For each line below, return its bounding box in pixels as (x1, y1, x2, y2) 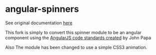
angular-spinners (5, 3, 79, 15)
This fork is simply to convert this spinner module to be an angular (5, 29, 141, 35)
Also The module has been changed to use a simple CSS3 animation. (5, 44, 147, 50)
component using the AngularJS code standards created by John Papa (5, 35, 151, 41)
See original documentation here (5, 20, 72, 26)
